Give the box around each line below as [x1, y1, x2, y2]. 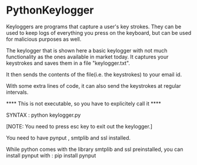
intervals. [6, 88, 29, 95]
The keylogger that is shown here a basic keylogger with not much [6, 47, 168, 54]
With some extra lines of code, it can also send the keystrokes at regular [6, 82, 181, 89]
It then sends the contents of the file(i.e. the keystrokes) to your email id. [6, 71, 182, 78]
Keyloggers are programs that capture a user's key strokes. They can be [6, 23, 182, 30]
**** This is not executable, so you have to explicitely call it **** [6, 100, 162, 107]
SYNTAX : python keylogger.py [6, 111, 81, 118]
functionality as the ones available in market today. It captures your [6, 53, 169, 60]
